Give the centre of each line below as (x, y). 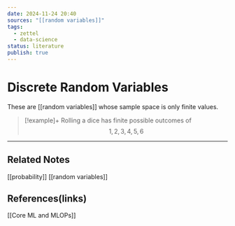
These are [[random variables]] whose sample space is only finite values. (113, 106)
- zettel (26, 33)
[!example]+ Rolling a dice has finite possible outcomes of (108, 120)
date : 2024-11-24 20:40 (42, 14)
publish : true (28, 53)
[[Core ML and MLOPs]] (42, 216)
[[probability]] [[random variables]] (58, 176)
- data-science (36, 40)
